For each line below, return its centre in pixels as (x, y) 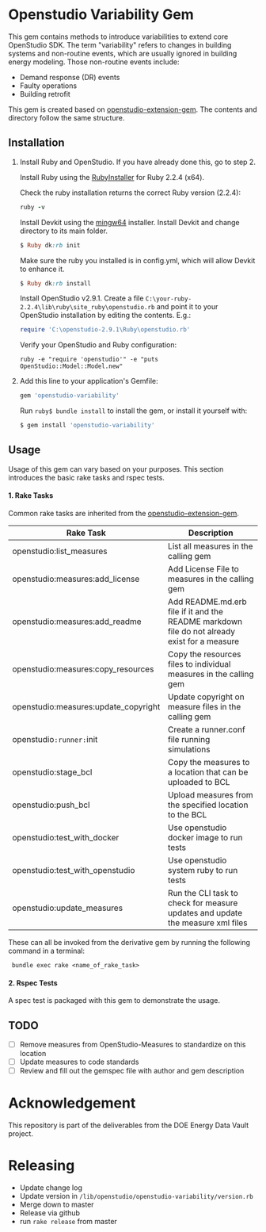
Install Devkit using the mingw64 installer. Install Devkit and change (129, 222)
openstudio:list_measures (60, 551)
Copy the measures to (209, 763)
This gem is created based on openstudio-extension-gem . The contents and (133, 109)
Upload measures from (210, 795)
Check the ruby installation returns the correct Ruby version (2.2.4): (130, 193)
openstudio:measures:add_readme (77, 622)
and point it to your (187, 307)
